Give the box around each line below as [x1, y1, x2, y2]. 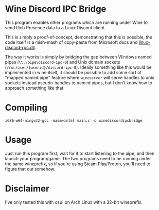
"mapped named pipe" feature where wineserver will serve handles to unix [5, 75, 155, 80]
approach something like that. [5, 85, 65, 91]
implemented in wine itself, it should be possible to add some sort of [5, 69, 142, 75]
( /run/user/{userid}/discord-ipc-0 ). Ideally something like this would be [5, 64, 152, 70]
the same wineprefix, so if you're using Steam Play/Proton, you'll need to [5, 161, 151, 167]
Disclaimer [5, 183, 50, 194]
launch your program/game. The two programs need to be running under [5, 155, 151, 161]
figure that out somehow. [5, 166, 55, 172]
